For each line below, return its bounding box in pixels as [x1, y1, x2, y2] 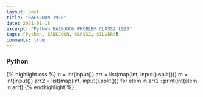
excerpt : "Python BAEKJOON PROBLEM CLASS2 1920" [6, 25, 132, 32]
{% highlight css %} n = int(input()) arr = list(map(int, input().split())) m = [6, 71, 188, 78]
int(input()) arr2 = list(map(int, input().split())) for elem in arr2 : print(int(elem [6, 77, 198, 85]
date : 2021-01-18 [6, 20, 51, 26]
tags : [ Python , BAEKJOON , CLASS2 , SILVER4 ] [6, 32, 119, 38]
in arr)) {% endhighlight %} [6, 84, 74, 91]
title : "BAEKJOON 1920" [6, 15, 67, 21]
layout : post [6, 8, 40, 15]
